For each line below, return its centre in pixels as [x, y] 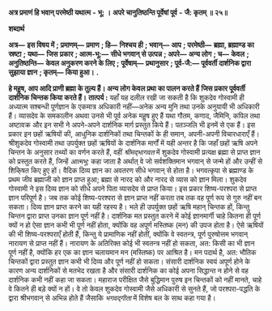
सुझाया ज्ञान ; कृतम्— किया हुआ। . [54, 72]
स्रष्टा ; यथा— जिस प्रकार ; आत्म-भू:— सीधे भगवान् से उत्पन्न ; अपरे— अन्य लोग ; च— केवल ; [129, 54]
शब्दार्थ [17, 29]
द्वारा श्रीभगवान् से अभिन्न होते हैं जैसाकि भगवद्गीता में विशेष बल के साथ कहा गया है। [112, 298]
